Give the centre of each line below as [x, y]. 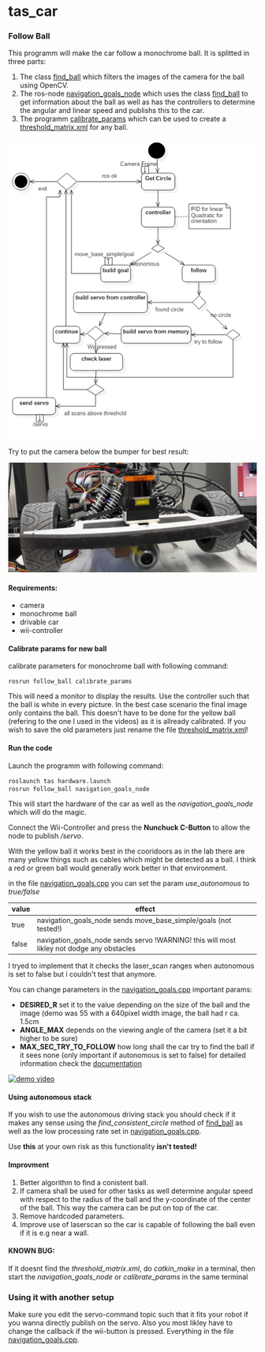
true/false [24, 891]
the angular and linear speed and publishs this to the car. [112, 111]
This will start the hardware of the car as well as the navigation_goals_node [131, 804]
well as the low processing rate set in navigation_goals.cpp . [105, 1132]
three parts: [27, 62]
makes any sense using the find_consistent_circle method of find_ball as [125, 1123]
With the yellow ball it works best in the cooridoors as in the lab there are [127, 851]
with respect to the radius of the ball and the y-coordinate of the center [135, 1199]
